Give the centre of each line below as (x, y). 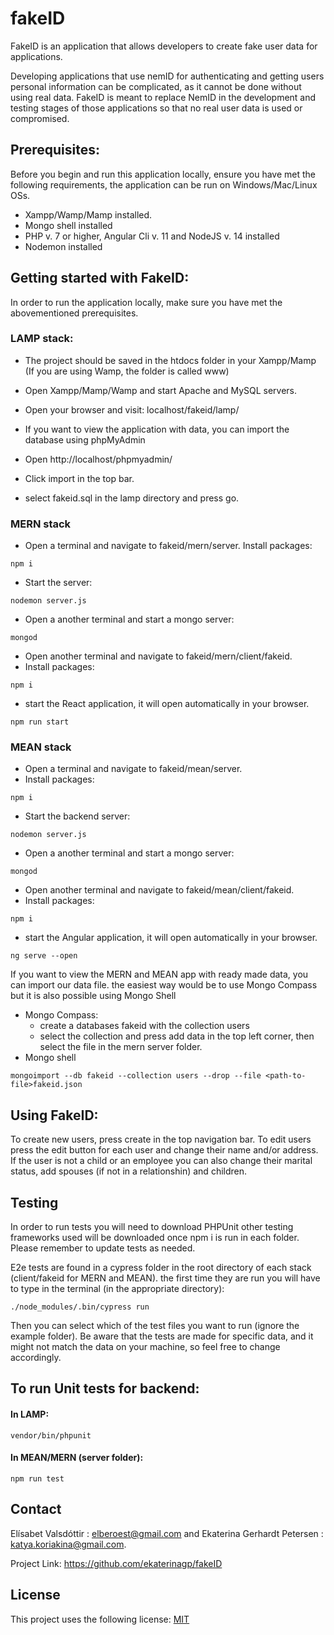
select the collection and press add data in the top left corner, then (177, 1036)
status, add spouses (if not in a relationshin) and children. (129, 1171)
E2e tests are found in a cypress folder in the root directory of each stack (161, 1268)
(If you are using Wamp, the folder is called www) (127, 371)
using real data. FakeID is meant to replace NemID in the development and (163, 97)
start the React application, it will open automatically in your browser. (167, 704)
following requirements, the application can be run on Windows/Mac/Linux (164, 184)
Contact (36, 1509)
